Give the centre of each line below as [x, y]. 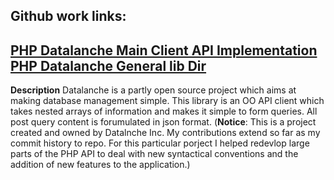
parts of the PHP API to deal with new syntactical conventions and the [154, 154]
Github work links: [68, 16]
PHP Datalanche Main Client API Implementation [164, 50]
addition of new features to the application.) [100, 165]
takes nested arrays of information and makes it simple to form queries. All [164, 111]
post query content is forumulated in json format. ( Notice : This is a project [163, 122]
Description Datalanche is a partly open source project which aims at [153, 90]
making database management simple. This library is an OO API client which [167, 101]
